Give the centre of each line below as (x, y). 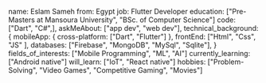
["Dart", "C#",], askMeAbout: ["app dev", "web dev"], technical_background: (133, 28)
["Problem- (226, 62)
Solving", (23, 70)
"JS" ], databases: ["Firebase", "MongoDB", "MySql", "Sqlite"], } (113, 45)
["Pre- (236, 11)
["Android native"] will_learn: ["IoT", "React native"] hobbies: (107, 62)
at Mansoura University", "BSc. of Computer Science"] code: (137, 20)
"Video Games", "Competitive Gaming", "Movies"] (121, 70)
